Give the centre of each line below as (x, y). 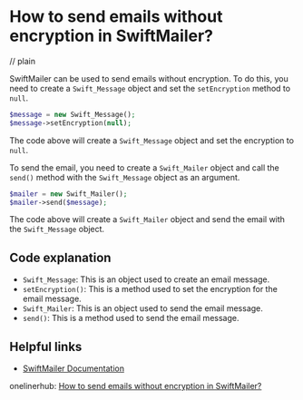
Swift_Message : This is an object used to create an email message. (146, 279)
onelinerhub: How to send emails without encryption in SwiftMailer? (136, 386)
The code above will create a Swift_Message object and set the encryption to (152, 140)
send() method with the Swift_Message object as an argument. (125, 177)
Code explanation (60, 257)
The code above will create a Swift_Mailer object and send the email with (147, 220)
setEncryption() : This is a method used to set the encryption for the (150, 289)
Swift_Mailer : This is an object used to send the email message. (142, 308)
